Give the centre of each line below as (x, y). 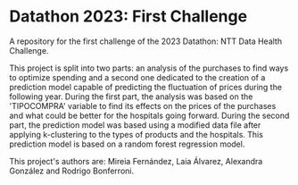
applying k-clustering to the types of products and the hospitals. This (136, 134)
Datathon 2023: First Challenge (128, 17)
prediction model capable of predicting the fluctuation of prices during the (146, 87)
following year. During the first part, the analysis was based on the (131, 97)
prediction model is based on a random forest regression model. (127, 144)
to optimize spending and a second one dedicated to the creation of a (137, 77)
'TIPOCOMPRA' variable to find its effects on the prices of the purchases (143, 105)
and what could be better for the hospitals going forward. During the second (149, 115)
